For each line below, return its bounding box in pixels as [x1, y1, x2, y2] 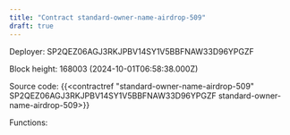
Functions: [9, 117, 48, 128]
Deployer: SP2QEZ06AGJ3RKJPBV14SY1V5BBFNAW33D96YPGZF [9, 46, 255, 56]
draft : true [9, 21, 54, 30]
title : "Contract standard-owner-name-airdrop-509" [9, 13, 206, 22]
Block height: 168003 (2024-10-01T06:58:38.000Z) [9, 63, 199, 74]
